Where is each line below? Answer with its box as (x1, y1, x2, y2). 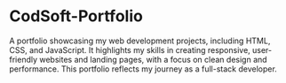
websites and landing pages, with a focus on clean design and (39, 54, 268, 64)
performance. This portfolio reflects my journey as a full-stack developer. (9, 64, 277, 74)
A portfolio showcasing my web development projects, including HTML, (9, 35, 271, 46)
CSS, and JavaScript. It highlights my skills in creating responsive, (9, 44, 250, 55)
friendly (9, 54, 38, 64)
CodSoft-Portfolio (9, 6, 144, 26)
